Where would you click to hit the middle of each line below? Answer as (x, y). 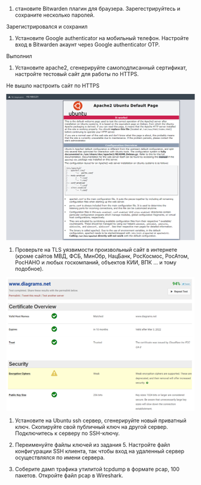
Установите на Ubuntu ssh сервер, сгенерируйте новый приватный (100, 420)
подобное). (29, 269)
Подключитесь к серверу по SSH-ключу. (67, 434)
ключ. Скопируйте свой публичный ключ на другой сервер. (92, 427)
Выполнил (19, 56)
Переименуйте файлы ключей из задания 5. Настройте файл (92, 445)
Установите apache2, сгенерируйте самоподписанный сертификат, (101, 68)
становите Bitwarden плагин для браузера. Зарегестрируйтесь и (98, 9)
